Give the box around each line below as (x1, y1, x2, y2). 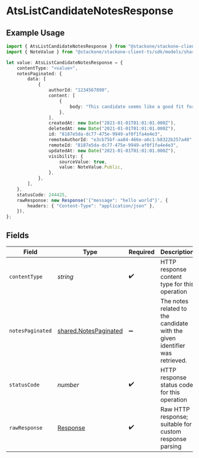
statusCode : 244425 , (17, 191, 68, 198)
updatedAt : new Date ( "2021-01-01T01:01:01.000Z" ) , (48, 148, 176, 153)
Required (128, 248, 155, 256)
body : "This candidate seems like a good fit (69, 104, 184, 110)
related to (160, 304, 187, 312)
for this (160, 388, 181, 396)
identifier (160, 341, 185, 350)
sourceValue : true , (59, 159, 108, 165)
